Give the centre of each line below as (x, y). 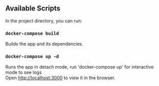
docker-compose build (32, 33)
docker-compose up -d (32, 57)
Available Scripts (33, 8)
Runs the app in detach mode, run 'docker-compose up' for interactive (80, 67)
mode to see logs (24, 72)
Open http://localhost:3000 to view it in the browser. (60, 78)
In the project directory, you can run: (44, 20)
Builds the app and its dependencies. (44, 44)
